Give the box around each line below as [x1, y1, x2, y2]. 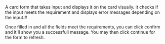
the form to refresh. [5, 34, 45, 40]
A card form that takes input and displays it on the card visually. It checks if [5, 4, 158, 10]
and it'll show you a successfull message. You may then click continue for [5, 29, 156, 35]
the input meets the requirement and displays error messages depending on [5, 9, 160, 15]
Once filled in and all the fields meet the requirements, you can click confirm [5, 24, 161, 30]
